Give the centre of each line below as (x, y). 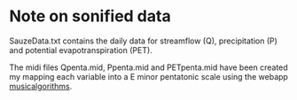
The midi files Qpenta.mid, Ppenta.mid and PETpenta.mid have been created (148, 67)
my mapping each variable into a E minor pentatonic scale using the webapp (148, 76)
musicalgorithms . (41, 86)
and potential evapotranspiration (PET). (81, 50)
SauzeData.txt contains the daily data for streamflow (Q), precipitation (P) (143, 41)
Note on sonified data (90, 16)
